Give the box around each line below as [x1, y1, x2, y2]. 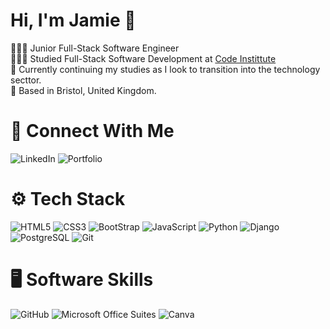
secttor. [10, 74, 42, 86]
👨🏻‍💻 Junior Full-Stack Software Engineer [10, 42, 180, 54]
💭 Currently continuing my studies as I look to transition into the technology [10, 63, 321, 75]
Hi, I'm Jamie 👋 [10, 9, 137, 32]
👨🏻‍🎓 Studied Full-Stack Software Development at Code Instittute [10, 52, 277, 64]
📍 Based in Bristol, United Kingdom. [10, 84, 157, 96]
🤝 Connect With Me [10, 120, 175, 143]
